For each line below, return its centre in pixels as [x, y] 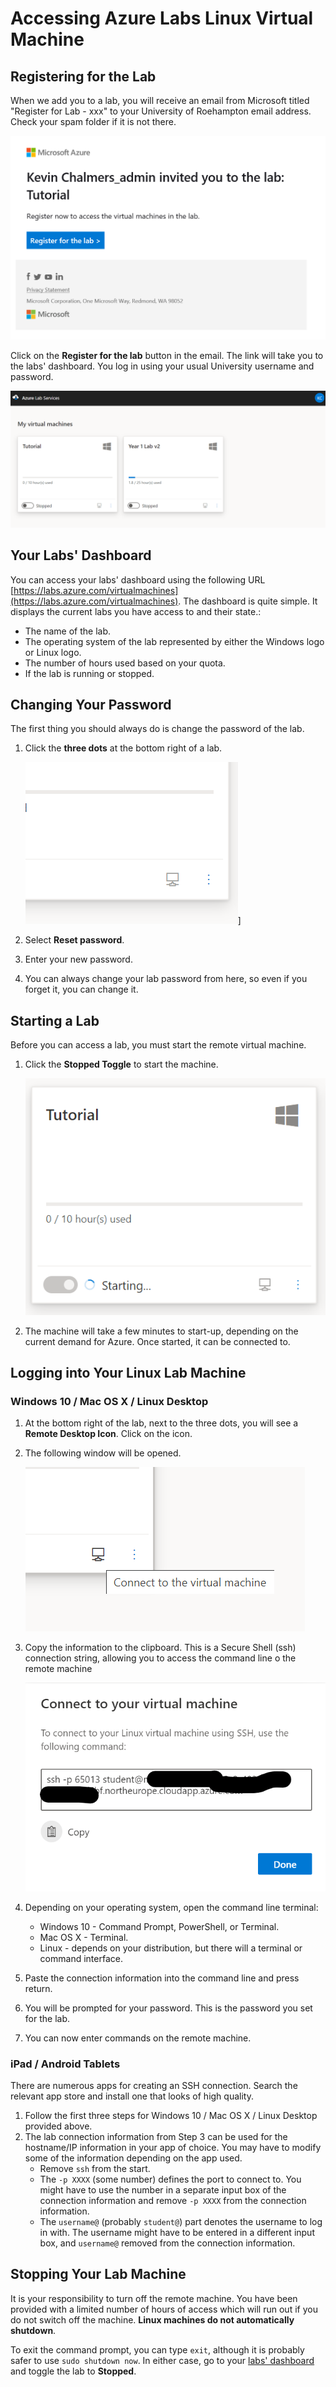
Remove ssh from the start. [95, 2168]
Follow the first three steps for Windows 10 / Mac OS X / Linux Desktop [171, 2115]
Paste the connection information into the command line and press [162, 1978]
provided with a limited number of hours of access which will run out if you [164, 2309]
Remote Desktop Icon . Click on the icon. [108, 1434]
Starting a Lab [55, 1020]
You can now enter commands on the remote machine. [138, 2038]
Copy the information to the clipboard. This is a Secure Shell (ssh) [160, 1648]
